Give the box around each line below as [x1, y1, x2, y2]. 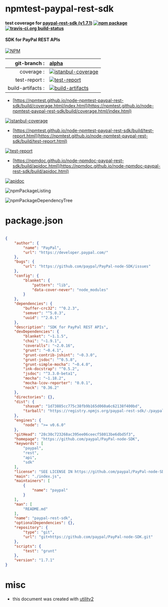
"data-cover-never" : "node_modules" [31, 287, 108, 292]
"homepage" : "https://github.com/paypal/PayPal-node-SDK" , [14, 436, 140, 441]
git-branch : [14, 60, 45, 67]
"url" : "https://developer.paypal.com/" [23, 250, 108, 255]
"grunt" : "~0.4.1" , [23, 348, 64, 353]
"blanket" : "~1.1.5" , [23, 334, 68, 339]
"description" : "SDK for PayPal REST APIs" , [14, 325, 108, 330]
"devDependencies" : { [14, 329, 59, 334]
